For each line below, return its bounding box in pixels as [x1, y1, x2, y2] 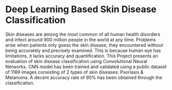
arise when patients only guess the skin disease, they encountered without [5, 42, 163, 48]
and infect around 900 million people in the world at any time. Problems [5, 37, 156, 43]
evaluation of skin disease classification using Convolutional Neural [5, 58, 147, 64]
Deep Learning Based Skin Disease [5, 4, 157, 15]
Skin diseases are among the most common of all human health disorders [5, 31, 161, 37]
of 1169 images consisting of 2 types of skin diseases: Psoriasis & [5, 69, 144, 75]
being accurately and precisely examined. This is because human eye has [5, 47, 161, 53]
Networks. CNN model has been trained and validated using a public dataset [5, 64, 167, 70]
